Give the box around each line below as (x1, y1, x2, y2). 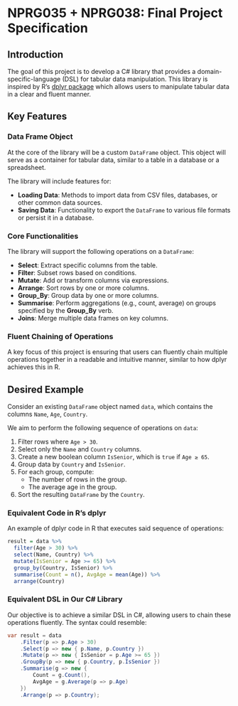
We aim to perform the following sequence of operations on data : (7, 424, 199, 432)
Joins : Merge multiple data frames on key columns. (17, 314, 169, 322)
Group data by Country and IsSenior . (17, 460, 126, 469)
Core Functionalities (7, 231, 79, 241)
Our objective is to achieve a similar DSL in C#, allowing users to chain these (7, 610, 232, 619)
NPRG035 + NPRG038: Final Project (7, 5, 223, 21)
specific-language (7, 75, 61, 83)
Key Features (7, 110, 67, 122)
